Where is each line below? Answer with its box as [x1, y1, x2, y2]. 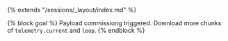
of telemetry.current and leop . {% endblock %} [7, 27, 145, 34]
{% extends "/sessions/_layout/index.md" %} [7, 6, 137, 14]
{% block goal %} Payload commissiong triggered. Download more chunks [7, 19, 222, 27]
